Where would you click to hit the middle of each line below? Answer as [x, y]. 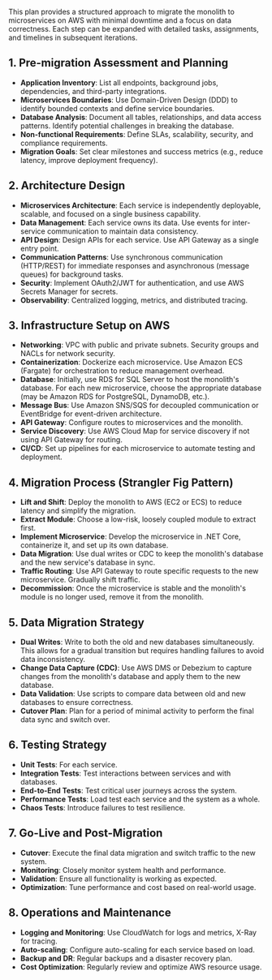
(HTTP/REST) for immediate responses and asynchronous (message [135, 265]
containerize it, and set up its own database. [94, 545]
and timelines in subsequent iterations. [73, 37]
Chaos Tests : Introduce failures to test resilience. [103, 807]
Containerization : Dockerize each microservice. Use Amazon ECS [132, 362]
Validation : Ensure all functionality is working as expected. [119, 879]
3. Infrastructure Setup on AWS [89, 326]
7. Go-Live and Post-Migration [86, 834]
